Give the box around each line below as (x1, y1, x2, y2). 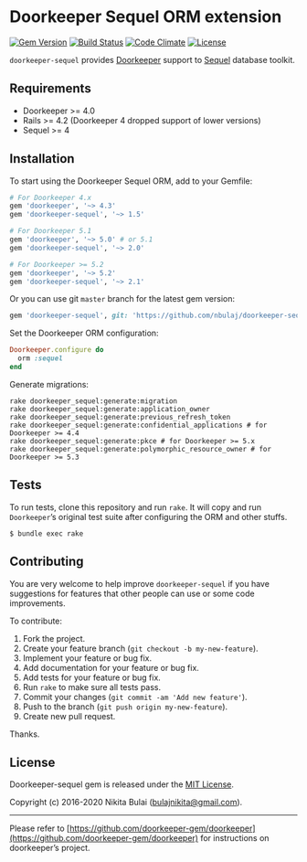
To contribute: (9, 615, 62, 626)
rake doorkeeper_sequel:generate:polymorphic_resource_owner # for (9, 444, 272, 453)
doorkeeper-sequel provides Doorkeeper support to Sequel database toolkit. (9, 54, 295, 65)
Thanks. (9, 729, 40, 740)
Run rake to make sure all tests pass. (22, 681, 162, 692)
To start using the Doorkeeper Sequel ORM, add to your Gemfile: (9, 176, 253, 186)
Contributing (9, 554, 84, 569)
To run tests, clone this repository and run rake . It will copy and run (9, 501, 262, 513)
